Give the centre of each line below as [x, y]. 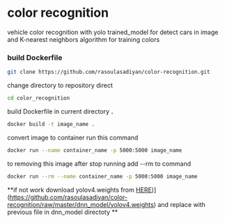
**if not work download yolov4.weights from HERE [79, 190]
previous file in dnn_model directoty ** [63, 212]
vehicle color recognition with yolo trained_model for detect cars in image [113, 32]
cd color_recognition [39, 98]
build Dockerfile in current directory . [60, 111]
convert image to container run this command [73, 137]
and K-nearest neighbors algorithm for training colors [84, 39]
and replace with [181, 204]
